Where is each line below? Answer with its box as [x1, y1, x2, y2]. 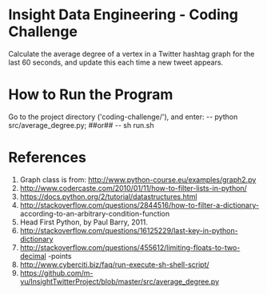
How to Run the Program [8, 85, 173, 104]
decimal [19, 251, 46, 260]
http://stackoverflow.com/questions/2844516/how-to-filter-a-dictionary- [19, 200, 260, 209]
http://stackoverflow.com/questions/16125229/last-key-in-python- [19, 225, 238, 235]
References [8, 149, 86, 167]
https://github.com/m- [19, 268, 94, 277]
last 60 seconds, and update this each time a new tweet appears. [8, 58, 224, 67]
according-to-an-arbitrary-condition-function [19, 209, 170, 218]
